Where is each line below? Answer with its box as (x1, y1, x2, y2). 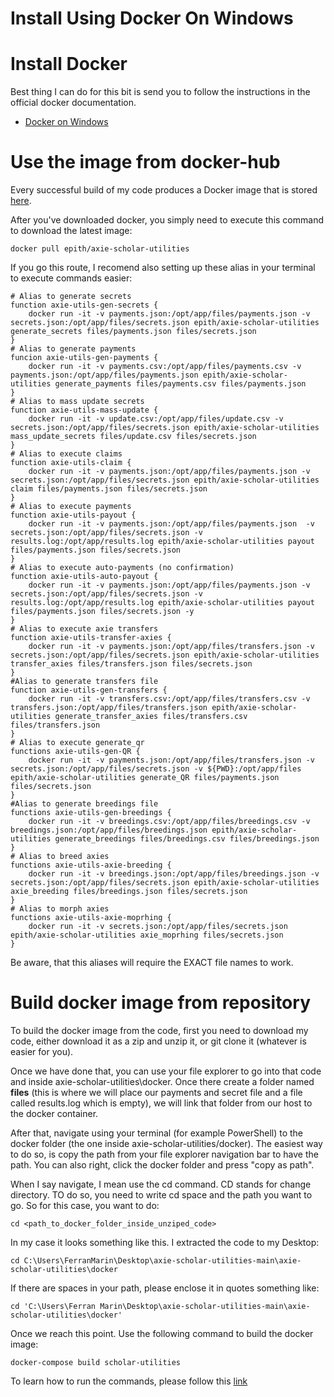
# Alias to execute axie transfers (10, 624, 159, 634)
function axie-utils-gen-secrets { (10, 300, 159, 311)
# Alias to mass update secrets (10, 397, 145, 407)
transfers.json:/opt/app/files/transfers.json (10, 703, 208, 713)
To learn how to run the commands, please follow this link (10, 1375, 248, 1387)
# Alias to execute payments (10, 502, 132, 512)
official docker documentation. (10, 97, 137, 109)
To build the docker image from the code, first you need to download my (10, 1025, 309, 1036)
